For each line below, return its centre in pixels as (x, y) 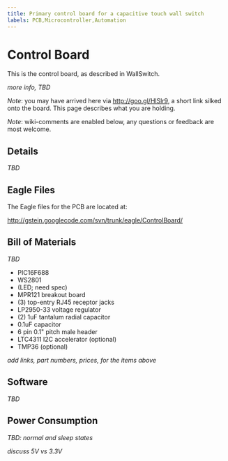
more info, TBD (29, 87)
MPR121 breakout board (51, 294)
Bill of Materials (42, 242)
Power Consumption (53, 421)
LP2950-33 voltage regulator (59, 309)
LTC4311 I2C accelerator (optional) (67, 339)
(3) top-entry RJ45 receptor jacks (66, 302)
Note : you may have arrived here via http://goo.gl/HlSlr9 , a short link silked (114, 101)
